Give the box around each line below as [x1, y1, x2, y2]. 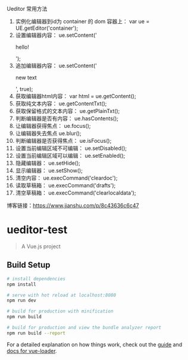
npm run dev [7, 298, 36, 303]
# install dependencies [7, 276, 66, 281]
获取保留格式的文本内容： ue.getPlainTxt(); [15, 108, 120, 114]
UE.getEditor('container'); [15, 24, 79, 32]
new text [15, 74, 37, 81]
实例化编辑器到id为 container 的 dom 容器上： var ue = [15, 18, 150, 25]
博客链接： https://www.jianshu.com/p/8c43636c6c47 [7, 202, 139, 209]
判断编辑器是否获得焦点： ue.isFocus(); [15, 137, 112, 144]
